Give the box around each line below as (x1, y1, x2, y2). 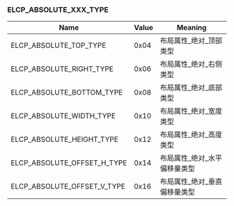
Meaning (176, 23, 207, 33)
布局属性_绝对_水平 (159, 153, 223, 163)
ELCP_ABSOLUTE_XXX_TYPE (7, 5, 109, 15)
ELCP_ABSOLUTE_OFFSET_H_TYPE (10, 158, 127, 168)
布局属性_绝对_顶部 (159, 36, 223, 46)
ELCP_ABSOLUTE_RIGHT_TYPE (10, 64, 114, 74)
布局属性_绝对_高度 (159, 130, 223, 140)
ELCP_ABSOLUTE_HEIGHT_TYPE (10, 134, 118, 144)
